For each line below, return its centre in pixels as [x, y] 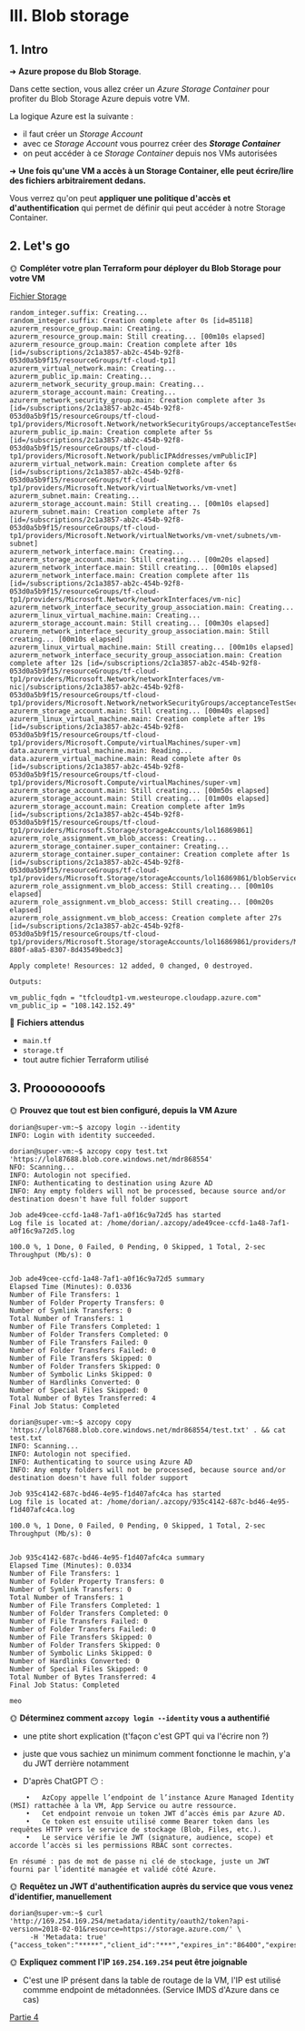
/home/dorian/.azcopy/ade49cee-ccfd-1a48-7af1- [198, 1223]
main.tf [37, 1041]
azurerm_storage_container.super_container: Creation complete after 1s [150, 854]
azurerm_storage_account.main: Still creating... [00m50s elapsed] [140, 790]
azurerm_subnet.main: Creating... [75, 496]
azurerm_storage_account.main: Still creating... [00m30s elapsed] [140, 623]
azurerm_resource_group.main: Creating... [91, 329]
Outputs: [26, 981]
